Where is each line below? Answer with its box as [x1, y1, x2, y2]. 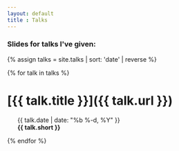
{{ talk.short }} [17, 123, 61, 132]
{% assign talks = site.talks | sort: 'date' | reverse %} [7, 55, 158, 63]
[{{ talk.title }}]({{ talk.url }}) [7, 93, 173, 108]
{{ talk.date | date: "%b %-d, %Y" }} [17, 116, 121, 124]
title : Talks [7, 17, 48, 24]
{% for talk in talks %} [7, 69, 70, 77]
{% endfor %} [7, 136, 47, 145]
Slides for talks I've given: [7, 39, 96, 49]
